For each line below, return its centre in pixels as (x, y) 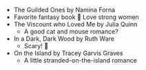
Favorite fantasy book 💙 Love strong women (76, 17)
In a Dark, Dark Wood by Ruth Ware (64, 39)
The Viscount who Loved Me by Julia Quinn (75, 24)
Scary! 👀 (36, 46)
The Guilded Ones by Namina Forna (64, 10)
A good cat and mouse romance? (71, 31)
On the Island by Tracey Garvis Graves (68, 53)
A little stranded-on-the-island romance (81, 60)
